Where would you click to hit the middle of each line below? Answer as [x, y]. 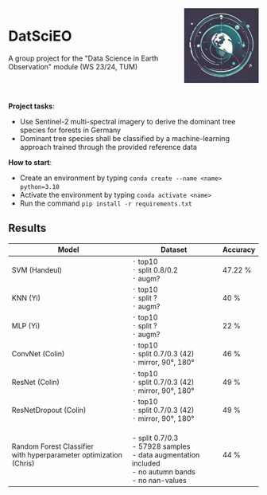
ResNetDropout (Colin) [49, 410]
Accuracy [239, 249]
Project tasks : [32, 106]
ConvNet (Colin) [38, 354]
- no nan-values [159, 480]
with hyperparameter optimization [67, 455]
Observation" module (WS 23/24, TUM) [73, 66]
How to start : [30, 162]
